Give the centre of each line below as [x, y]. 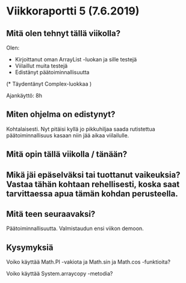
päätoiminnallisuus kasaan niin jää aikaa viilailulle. [68, 135]
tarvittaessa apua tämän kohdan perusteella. [92, 194]
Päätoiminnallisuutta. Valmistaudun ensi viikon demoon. [75, 229]
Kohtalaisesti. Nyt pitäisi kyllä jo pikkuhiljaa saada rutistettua [81, 129]
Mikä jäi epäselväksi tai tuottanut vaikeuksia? [93, 175]
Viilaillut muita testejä [41, 66]
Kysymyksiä [30, 247]
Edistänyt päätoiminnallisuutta [52, 72]
